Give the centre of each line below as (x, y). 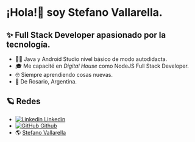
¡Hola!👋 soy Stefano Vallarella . (84, 12)
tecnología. (28, 44)
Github (49, 126)
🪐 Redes (23, 101)
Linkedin (55, 119)
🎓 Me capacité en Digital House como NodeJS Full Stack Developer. (102, 66)
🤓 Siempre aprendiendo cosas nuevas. (64, 75)
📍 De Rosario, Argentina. (46, 81)
